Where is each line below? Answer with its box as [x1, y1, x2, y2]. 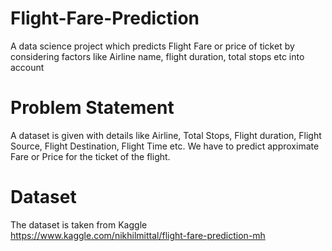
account [10, 61, 45, 73]
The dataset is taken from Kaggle [10, 218, 148, 231]
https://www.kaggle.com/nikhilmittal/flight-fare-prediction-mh [10, 229, 266, 241]
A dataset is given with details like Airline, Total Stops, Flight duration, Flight [10, 129, 322, 141]
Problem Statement [10, 97, 175, 119]
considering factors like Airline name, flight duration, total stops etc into [10, 50, 305, 62]
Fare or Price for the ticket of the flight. [10, 150, 171, 162]
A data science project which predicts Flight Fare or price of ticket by [10, 40, 295, 52]
